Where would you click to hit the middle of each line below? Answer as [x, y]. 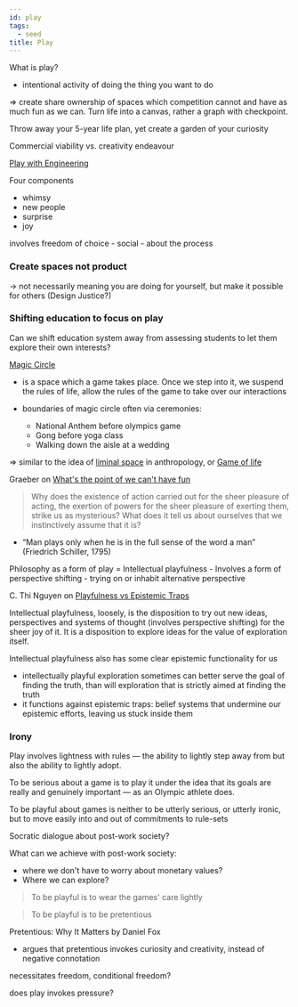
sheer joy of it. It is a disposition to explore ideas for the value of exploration [148, 631]
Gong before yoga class [79, 435]
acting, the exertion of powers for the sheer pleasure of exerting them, [160, 506]
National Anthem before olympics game [108, 426]
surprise [37, 217]
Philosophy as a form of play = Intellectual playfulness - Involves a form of [145, 568]
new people [44, 207]
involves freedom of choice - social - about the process [111, 244]
